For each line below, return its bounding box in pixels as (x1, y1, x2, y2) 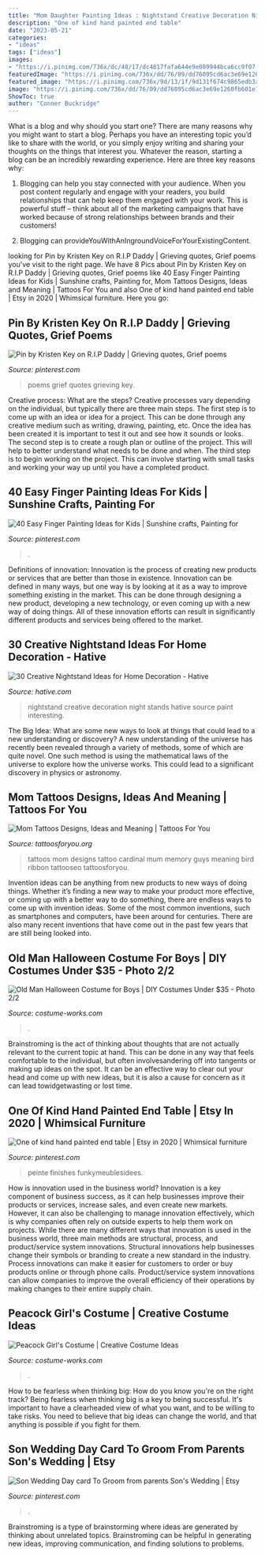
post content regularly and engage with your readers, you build (19, 187, 226, 197)
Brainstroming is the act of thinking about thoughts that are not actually (8, 1039, 240, 1049)
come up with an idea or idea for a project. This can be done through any (8, 412, 246, 421)
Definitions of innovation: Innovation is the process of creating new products (8, 564, 257, 574)
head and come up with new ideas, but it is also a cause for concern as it (8, 1072, 246, 1083)
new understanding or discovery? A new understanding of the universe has (8, 734, 253, 744)
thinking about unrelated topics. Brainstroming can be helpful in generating (8, 1530, 252, 1539)
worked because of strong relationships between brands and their (19, 213, 235, 222)
